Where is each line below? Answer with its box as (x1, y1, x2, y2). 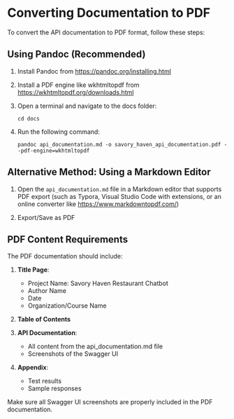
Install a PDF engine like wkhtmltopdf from (17, 81, 140, 89)
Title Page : (17, 266, 50, 274)
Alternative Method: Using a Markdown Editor (7, 166, 211, 178)
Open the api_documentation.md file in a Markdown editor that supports (17, 184, 222, 193)
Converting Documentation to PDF (7, 5, 211, 21)
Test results (27, 377, 61, 385)
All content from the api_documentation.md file (27, 342, 163, 351)
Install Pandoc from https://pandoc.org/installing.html (17, 67, 171, 75)
